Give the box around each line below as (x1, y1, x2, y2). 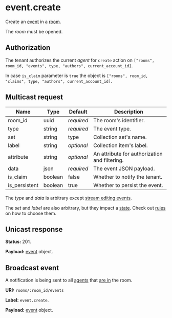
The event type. (93, 125, 132, 132)
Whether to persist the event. (93, 181, 163, 189)
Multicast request (5, 93, 63, 102)
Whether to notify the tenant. (93, 173, 163, 180)
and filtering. (93, 156, 124, 163)
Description (114, 108, 143, 115)
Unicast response (5, 225, 63, 234)
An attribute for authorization (93, 150, 163, 157)
